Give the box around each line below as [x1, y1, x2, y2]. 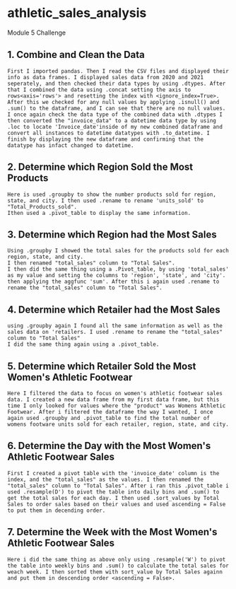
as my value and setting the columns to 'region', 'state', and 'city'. [7, 272, 226, 279]
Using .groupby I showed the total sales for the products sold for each [7, 247, 230, 255]
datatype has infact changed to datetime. [7, 141, 134, 149]
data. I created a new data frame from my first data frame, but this [7, 396, 220, 403]
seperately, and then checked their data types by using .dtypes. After [7, 80, 226, 87]
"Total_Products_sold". [7, 203, 78, 210]
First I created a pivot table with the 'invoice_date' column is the [7, 470, 220, 477]
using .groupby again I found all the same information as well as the [7, 322, 223, 330]
